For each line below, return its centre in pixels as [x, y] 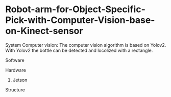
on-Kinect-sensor [44, 31]
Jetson [20, 80]
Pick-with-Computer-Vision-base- [80, 20]
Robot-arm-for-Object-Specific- [75, 9]
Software [15, 60]
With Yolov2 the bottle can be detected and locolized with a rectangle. [79, 50]
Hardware [16, 70]
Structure [15, 89]
